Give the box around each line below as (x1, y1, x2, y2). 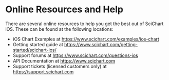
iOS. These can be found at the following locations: (5, 26, 114, 32)
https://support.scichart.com (12, 68, 74, 75)
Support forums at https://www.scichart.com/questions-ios (12, 52, 138, 58)
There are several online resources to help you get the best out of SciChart (5, 21, 164, 27)
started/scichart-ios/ (12, 47, 57, 53)
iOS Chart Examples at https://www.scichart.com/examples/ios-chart (12, 36, 159, 42)
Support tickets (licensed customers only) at (12, 63, 107, 69)
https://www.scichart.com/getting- (64, 41, 138, 47)
